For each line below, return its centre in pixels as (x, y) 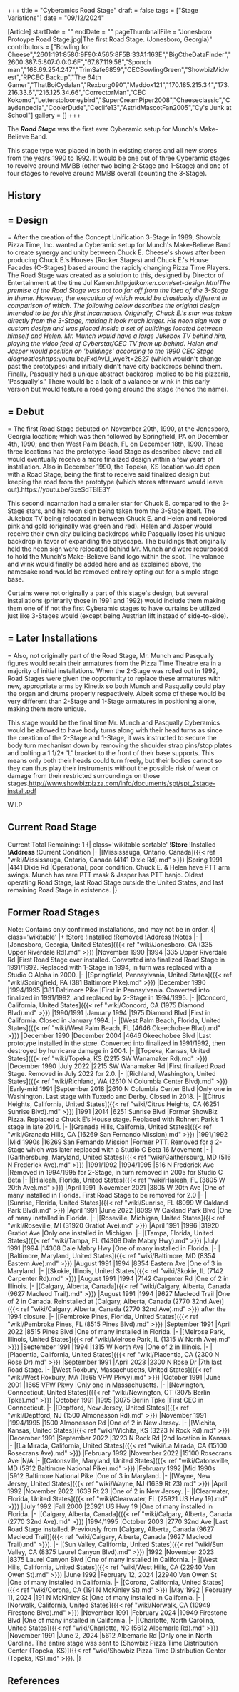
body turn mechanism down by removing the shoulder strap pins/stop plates (120, 745)
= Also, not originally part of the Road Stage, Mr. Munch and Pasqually (111, 655)
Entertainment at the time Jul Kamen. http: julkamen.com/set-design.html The (119, 283)
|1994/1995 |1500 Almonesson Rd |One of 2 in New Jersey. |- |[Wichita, (112, 1423)
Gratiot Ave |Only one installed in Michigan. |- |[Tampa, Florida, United (111, 1233)
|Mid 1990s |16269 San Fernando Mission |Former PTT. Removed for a (111, 1142)
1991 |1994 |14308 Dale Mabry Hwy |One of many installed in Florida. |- (112, 1248)
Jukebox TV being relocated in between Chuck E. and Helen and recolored (117, 519)
